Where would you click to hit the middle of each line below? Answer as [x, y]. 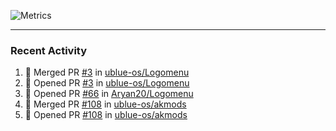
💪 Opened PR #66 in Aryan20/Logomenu [109, 94]
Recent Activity [49, 50]
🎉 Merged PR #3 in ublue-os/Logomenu [107, 72]
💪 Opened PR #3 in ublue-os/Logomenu [107, 83]
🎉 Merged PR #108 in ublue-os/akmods [105, 104]
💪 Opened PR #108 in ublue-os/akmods [106, 115]
